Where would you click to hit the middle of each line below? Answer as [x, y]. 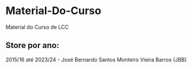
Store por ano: [33, 45]
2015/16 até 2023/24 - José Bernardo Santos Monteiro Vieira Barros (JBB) [96, 59]
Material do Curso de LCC [37, 27]
